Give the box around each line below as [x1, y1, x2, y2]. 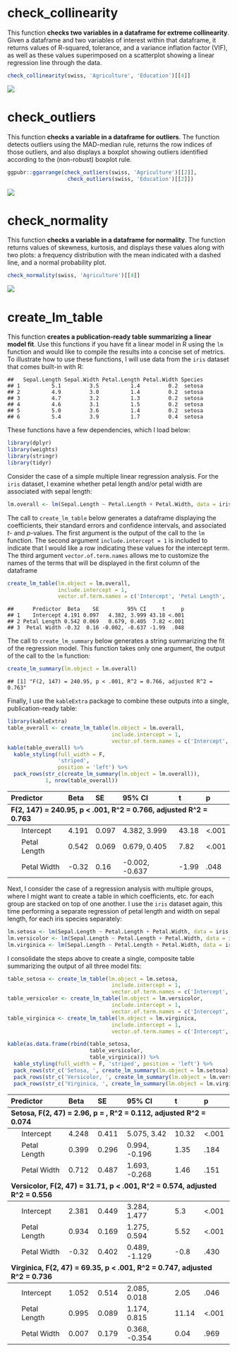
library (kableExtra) [7, 718, 68, 725]
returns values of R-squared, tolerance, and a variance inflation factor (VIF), [7, 43, 228, 52]
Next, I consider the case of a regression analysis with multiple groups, [7, 884, 214, 892]
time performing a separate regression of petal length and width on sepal [7, 907, 220, 915]
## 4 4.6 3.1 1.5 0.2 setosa [7, 401, 203, 408]
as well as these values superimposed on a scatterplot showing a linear [7, 51, 215, 59]
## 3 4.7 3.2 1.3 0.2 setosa [7, 395, 203, 402]
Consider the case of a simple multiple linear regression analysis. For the [7, 472, 219, 480]
